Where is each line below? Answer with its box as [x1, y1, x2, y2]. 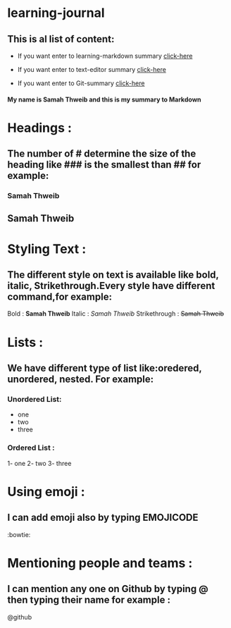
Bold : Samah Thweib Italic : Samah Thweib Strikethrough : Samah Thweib [7, 309, 224, 318]
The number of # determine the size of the [7, 148, 196, 160]
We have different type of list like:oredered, [7, 362, 202, 374]
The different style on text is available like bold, [7, 269, 219, 281]
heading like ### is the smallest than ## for [7, 159, 201, 171]
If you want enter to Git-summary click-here [17, 79, 145, 87]
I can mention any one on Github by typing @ [7, 583, 209, 595]
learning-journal [7, 5, 105, 21]
